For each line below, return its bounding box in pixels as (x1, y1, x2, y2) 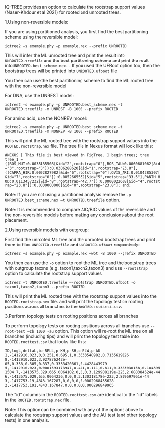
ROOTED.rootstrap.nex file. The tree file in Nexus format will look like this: (5, 143, 153, 149)
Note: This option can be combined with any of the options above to (5, 407, 144, 412)
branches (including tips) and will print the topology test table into (5, 333, 139, 339)
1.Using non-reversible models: (5, 19, 69, 25)
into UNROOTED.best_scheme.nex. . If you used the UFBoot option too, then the (5, 63, 160, 68)
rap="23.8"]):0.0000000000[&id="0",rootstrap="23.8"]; (5, 183, 121, 188)
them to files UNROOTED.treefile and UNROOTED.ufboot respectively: (5, 242, 140, 247)
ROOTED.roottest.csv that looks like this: (5, 339, 86, 344)
